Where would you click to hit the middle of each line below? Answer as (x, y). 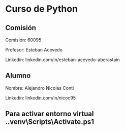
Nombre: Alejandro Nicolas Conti (40, 88)
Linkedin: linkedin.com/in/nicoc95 (41, 98)
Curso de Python (41, 9)
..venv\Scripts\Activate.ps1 (50, 122)
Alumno (18, 76)
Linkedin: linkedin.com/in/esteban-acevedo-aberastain (63, 60)
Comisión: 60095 (23, 40)
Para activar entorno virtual (50, 114)
